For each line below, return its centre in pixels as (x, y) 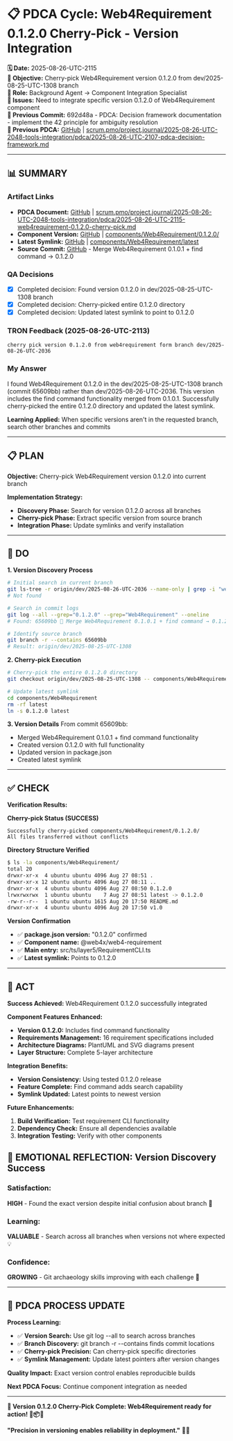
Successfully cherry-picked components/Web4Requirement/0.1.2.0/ (103, 831)
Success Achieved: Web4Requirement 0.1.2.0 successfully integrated (107, 1004)
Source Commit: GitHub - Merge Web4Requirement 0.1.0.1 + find (110, 248)
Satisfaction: (29, 1188)
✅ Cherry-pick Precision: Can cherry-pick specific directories (106, 1351)
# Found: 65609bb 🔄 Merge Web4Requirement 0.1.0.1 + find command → (108, 621)
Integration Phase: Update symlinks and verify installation (101, 525)
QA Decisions (31, 274)
